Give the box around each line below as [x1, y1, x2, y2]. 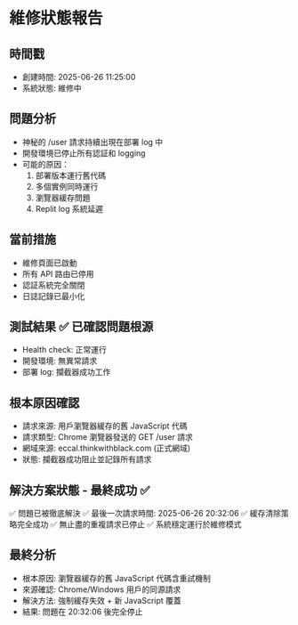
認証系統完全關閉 [21, 280, 85, 290]
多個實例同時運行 [35, 181, 99, 191]
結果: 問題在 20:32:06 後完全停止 [21, 606, 143, 617]
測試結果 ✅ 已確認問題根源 [9, 320, 154, 335]
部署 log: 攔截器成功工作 [21, 367, 111, 377]
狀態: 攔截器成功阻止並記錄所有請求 [21, 454, 152, 465]
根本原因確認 [9, 395, 80, 410]
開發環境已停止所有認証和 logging [21, 148, 146, 158]
